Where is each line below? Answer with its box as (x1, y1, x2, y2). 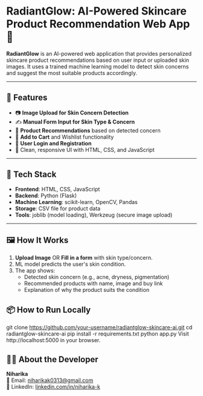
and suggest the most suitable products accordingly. (6, 69, 138, 76)
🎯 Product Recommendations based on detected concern (14, 127, 161, 134)
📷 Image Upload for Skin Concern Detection (14, 109, 129, 116)
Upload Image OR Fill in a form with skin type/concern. (14, 254, 153, 262)
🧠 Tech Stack (6, 170, 57, 180)
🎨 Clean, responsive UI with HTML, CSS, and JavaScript (14, 146, 155, 153)
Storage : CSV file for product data (14, 205, 101, 212)
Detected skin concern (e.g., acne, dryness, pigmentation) (24, 274, 170, 281)
